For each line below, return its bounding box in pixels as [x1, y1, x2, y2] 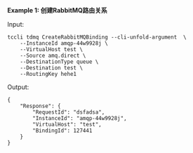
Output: [7, 83, 29, 91]
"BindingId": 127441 [32, 127, 93, 134]
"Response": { [20, 102, 61, 109]
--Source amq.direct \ [20, 52, 86, 59]
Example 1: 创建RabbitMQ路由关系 [7, 6, 107, 14]
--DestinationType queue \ [20, 58, 99, 65]
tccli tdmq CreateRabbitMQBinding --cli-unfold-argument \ [7, 34, 187, 41]
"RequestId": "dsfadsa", [32, 109, 105, 116]
